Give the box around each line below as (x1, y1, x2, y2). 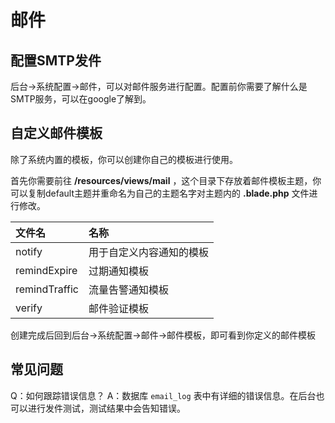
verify (15, 301, 43, 315)
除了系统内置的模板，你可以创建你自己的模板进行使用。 (10, 153, 238, 165)
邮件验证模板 (88, 301, 149, 315)
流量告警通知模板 (88, 282, 169, 296)
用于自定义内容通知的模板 (88, 245, 209, 259)
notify (15, 244, 43, 258)
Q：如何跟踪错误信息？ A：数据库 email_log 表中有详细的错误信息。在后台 (10, 389, 317, 401)
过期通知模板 (88, 264, 149, 278)
